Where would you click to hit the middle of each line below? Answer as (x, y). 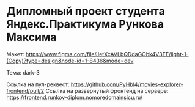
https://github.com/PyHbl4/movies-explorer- (127, 84)
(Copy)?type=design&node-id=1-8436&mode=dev (70, 61)
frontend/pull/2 (25, 90)
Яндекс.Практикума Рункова (85, 24)
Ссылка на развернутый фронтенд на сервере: (107, 90)
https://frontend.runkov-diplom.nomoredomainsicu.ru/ (75, 97)
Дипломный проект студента (86, 11)
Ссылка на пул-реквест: (38, 84)
